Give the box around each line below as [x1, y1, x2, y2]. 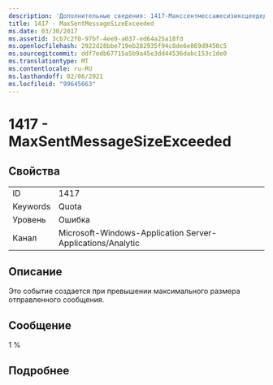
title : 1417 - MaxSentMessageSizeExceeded [8, 19, 154, 28]
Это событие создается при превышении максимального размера [8, 286, 241, 296]
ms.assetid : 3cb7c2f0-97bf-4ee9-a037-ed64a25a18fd [8, 34, 184, 43]
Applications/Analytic [58, 237, 141, 249]
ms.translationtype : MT [8, 58, 89, 66]
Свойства [8, 164, 61, 179]
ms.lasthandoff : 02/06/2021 [8, 72, 104, 80]
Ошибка [58, 214, 91, 225]
